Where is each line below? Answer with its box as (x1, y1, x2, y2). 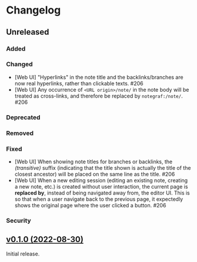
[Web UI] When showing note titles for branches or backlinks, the (14, 158, 173, 165)
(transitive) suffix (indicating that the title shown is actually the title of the (14, 164, 191, 171)
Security (6, 216, 31, 224)
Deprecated (6, 113, 41, 121)
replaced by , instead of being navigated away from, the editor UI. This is (14, 189, 191, 196)
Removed (6, 129, 34, 137)
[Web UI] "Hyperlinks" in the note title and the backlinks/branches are (14, 73, 184, 80)
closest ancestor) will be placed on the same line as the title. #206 (14, 170, 175, 177)
